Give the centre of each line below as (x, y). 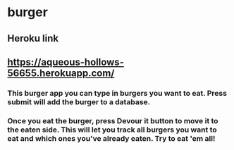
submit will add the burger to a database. (79, 101)
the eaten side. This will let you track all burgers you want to (112, 130)
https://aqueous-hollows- (66, 62)
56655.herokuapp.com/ (61, 73)
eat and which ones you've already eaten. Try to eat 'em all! (111, 138)
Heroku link (33, 38)
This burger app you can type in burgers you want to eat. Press (117, 93)
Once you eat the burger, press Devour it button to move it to (113, 120)
